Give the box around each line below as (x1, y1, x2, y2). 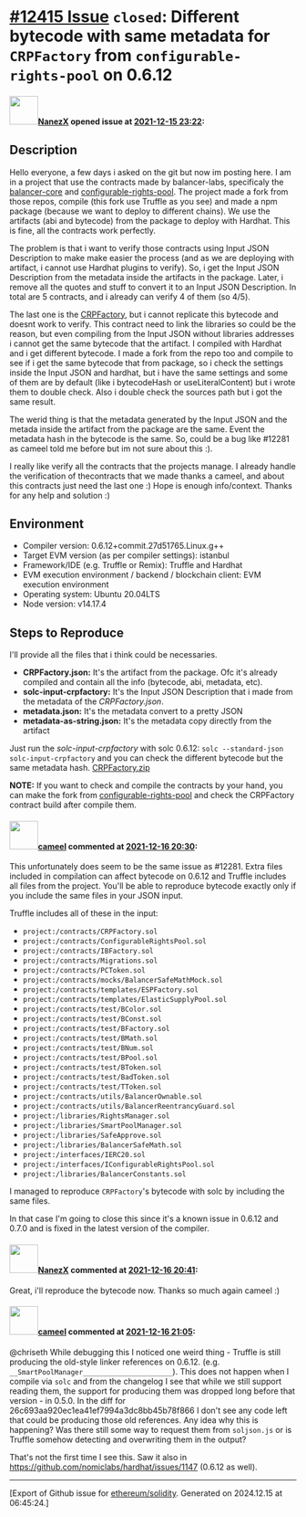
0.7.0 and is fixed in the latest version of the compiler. (9, 1223, 209, 1234)
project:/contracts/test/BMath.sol (22, 1034, 158, 1043)
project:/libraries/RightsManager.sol (22, 1111, 170, 1121)
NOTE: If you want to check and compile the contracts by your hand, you (9, 780, 284, 791)
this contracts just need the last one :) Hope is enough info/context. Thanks (9, 479, 293, 490)
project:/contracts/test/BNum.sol (22, 1044, 154, 1053)
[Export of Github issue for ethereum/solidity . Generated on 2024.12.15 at (9, 1487, 283, 1499)
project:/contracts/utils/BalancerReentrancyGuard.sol (22, 1102, 236, 1111)
